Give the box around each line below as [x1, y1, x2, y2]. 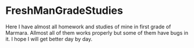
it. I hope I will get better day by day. [5, 35, 93, 42]
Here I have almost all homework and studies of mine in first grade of [5, 23, 171, 30]
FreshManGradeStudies [5, 4, 124, 17]
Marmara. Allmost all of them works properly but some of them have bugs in [5, 29, 189, 36]
